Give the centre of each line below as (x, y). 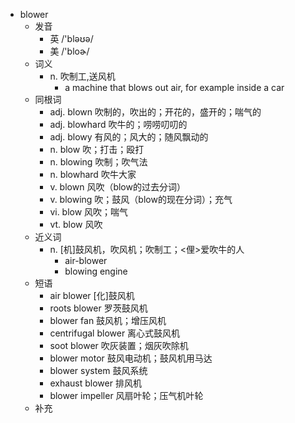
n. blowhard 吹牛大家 (93, 174)
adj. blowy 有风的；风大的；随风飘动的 (129, 137)
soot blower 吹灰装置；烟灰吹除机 (119, 345)
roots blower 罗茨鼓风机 (98, 308)
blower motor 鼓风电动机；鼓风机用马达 (131, 358)
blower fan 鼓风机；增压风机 (108, 320)
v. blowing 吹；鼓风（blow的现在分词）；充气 (141, 199)
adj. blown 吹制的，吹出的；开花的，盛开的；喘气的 (155, 112)
